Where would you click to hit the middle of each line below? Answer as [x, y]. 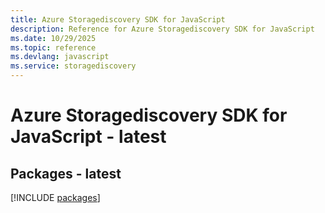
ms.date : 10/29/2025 [53, 38]
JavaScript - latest [88, 137]
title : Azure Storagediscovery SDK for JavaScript [118, 19]
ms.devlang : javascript [60, 57]
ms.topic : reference [53, 47]
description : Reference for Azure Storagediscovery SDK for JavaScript [162, 29]
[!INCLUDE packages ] [55, 197]
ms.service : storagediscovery [73, 66]
